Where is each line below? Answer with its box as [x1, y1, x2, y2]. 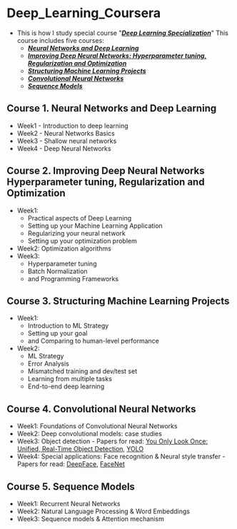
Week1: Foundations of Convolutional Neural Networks [16, 422, 178, 430]
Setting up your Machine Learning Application [27, 221, 163, 230]
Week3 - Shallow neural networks [16, 136, 117, 145]
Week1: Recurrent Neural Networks [16, 500, 121, 508]
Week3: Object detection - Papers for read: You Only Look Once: [16, 437, 208, 445]
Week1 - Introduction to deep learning [16, 121, 129, 130]
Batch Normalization [27, 266, 88, 276]
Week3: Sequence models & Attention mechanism [16, 515, 165, 523]
